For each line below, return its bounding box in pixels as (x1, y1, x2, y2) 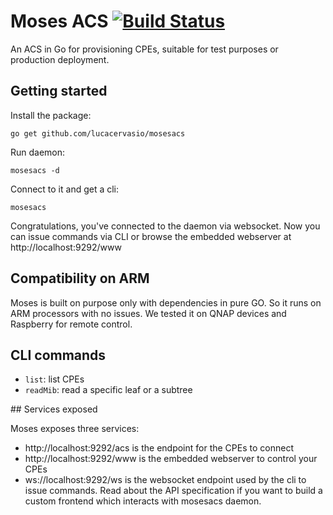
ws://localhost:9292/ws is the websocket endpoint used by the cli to (24, 474, 307, 486)
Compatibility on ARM (10, 270, 150, 287)
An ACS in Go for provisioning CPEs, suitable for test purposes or (10, 43, 279, 55)
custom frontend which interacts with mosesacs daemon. (24, 495, 262, 507)
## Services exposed (10, 403, 98, 415)
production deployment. (10, 53, 110, 65)
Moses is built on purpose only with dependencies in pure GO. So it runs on (10, 296, 322, 309)
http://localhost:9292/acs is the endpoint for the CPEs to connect (24, 442, 294, 454)
